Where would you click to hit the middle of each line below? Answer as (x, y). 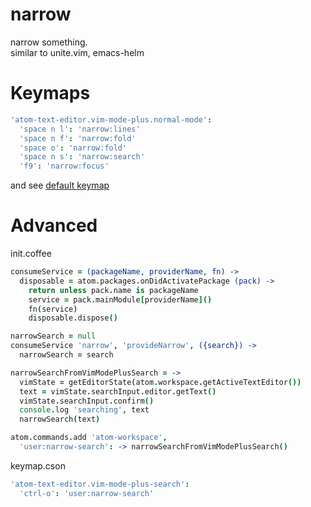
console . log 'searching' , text (84, 410)
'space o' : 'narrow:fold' (73, 148)
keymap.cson (38, 465)
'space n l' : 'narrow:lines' (80, 129)
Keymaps (50, 93)
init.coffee (31, 254)
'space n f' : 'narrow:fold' (78, 138)
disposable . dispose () (73, 318)
